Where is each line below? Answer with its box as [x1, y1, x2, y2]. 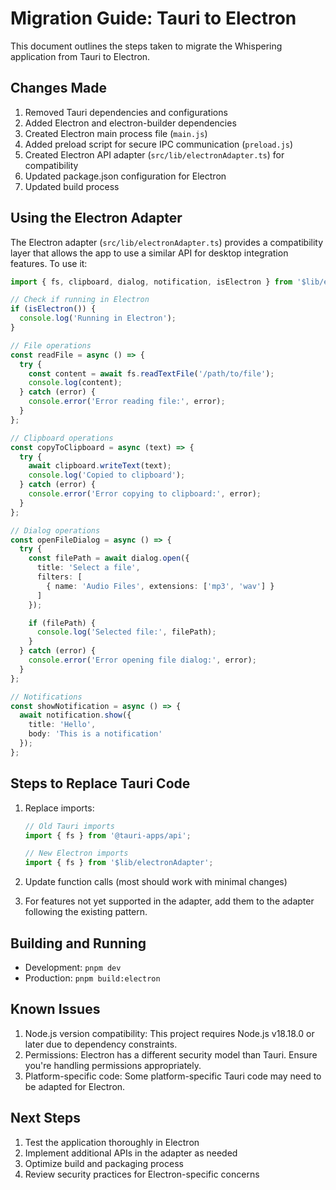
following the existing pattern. [24, 906, 148, 918]
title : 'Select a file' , [36, 563, 141, 573]
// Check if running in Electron [10, 295, 150, 305]
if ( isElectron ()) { [10, 304, 97, 314]
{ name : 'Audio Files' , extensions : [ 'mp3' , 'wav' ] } [46, 581, 275, 591]
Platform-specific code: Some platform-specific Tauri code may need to [24, 1070, 322, 1082]
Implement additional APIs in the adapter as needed [24, 1147, 238, 1159]
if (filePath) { [28, 618, 97, 628]
